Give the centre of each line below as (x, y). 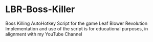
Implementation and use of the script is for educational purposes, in (77, 28)
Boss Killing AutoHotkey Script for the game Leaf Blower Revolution (76, 23)
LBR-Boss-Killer (40, 9)
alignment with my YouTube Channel (44, 34)
